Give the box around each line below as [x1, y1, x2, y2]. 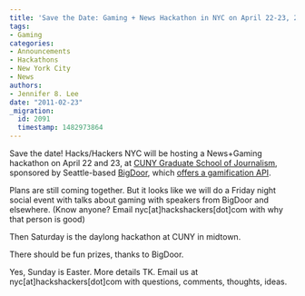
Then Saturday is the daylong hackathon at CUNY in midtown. [9, 232, 241, 242]
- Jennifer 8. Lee [9, 89, 79, 98]
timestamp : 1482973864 [17, 123, 103, 133]
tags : [9, 22, 30, 31]
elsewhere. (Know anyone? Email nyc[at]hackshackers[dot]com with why [9, 204, 284, 214]
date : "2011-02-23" [9, 97, 84, 107]
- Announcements [9, 47, 71, 56]
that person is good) [9, 214, 86, 224]
